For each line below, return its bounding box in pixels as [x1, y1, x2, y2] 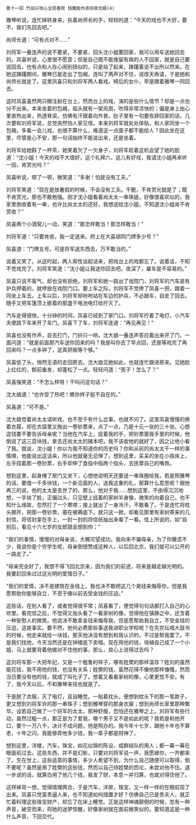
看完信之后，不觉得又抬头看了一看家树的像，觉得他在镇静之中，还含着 [21, 610, 190, 616]
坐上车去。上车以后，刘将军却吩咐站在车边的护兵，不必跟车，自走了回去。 [10, 292, 190, 299]
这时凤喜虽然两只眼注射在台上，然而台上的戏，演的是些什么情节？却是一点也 [6, 98, 190, 104]
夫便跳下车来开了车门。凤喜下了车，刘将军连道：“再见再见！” [6, 319, 154, 326]
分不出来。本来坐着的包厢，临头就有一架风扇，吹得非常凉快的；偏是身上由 [6, 105, 185, 112]
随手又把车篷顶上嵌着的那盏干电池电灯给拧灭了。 [6, 300, 124, 306]
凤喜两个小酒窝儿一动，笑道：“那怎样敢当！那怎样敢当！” [6, 221, 144, 227]
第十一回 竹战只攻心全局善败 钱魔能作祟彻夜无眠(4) [6, 5, 115, 11]
